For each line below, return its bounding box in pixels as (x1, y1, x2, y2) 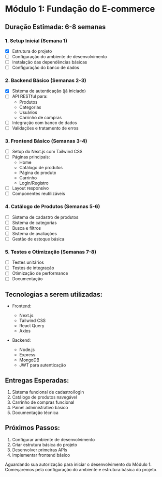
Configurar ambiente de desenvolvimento (12, 436, 95, 442)
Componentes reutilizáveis (12, 191, 65, 197)
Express (19, 352, 36, 358)
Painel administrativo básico (12, 405, 69, 410)
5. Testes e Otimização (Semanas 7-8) (5, 248, 97, 255)
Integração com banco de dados (12, 120, 77, 126)
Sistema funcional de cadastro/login (12, 389, 84, 395)
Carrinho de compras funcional (12, 399, 74, 405)
